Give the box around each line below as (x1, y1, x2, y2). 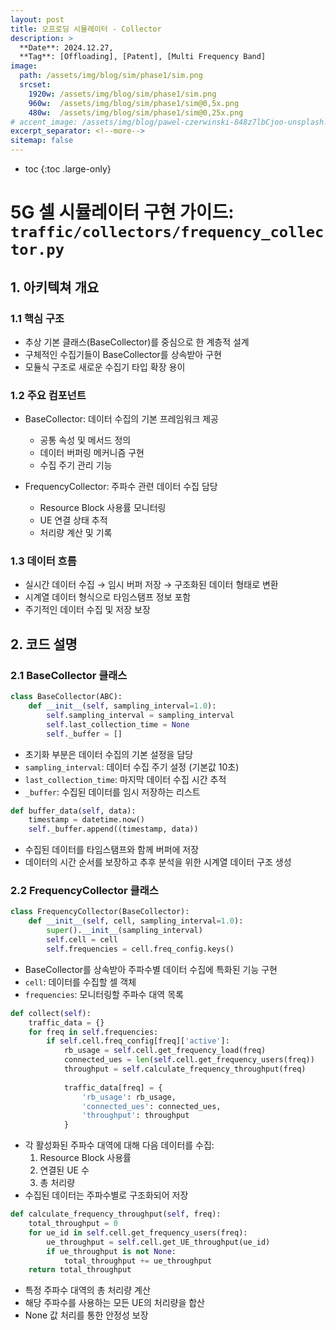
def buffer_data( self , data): (10, 806, 137, 816)
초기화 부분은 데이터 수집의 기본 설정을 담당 (24, 748, 194, 760)
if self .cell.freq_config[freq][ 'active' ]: (46, 1036, 230, 1046)
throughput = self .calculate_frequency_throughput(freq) (63, 1064, 307, 1075)
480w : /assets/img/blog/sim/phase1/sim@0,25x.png (28, 107, 244, 118)
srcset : (19, 80, 52, 90)
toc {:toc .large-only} (24, 163, 112, 175)
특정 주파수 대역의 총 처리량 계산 (24, 1284, 151, 1296)
